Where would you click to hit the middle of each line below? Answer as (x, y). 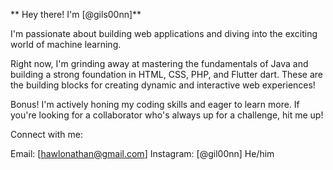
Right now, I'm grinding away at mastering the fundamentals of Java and (159, 63)
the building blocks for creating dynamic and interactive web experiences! (163, 85)
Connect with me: (46, 134)
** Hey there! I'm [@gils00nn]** (76, 14)
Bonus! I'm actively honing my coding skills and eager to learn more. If (155, 104)
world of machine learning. (66, 44)
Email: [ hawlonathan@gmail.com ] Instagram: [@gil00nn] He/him (142, 153)
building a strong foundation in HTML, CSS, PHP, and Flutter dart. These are (167, 74)
